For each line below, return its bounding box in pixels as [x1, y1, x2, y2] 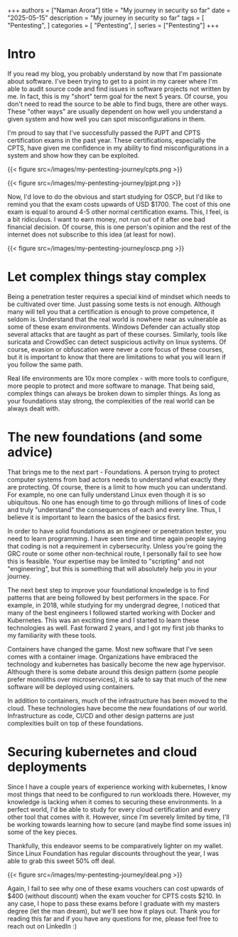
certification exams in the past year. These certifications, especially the [7, 136, 217, 144]
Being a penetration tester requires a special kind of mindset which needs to [7, 292, 231, 300]
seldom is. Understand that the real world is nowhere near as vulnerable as [7, 315, 227, 323]
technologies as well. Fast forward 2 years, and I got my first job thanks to [7, 623, 224, 632]
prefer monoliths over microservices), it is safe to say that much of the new [7, 675, 227, 683]
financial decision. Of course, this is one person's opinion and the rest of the [7, 222, 231, 231]
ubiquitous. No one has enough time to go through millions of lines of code [7, 497, 226, 507]
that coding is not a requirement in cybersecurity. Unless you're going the [7, 541, 223, 550]
